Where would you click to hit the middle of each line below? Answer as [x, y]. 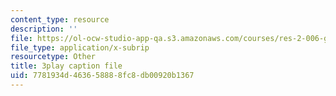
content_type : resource [60, 19]
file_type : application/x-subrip [80, 47]
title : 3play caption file [66, 66]
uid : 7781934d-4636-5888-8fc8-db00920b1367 [102, 76]
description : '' [44, 29]
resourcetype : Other [53, 57]
